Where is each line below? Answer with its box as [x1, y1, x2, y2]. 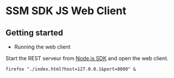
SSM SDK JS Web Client [5, 4, 126, 18]
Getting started [5, 28, 64, 38]
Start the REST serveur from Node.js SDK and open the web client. [5, 55, 169, 61]
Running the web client [14, 43, 71, 50]
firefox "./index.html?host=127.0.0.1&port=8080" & [5, 66, 136, 72]
